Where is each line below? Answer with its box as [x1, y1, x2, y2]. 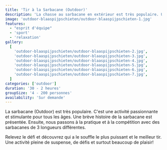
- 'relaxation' [9, 35, 41, 40]
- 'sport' [9, 30, 30, 35]
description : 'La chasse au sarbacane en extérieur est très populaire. [5, 12, 159, 17]
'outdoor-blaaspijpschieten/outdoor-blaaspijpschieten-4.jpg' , [14, 58, 148, 63]
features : [5, 21, 26, 26]
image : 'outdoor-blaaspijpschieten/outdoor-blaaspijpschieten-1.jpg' [5, 16, 153, 21]
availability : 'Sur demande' [5, 95, 66, 100]
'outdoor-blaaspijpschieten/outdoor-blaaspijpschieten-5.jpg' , [14, 63, 148, 68]
